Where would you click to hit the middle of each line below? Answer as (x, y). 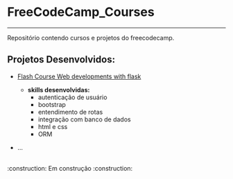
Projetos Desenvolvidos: (61, 60)
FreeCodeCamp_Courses (81, 12)
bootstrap (52, 104)
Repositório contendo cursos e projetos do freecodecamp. (91, 37)
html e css (53, 126)
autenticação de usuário (72, 97)
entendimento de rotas (70, 112)
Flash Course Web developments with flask (79, 76)
